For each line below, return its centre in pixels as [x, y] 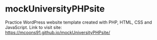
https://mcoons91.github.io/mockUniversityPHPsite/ [58, 32]
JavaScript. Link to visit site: [34, 27]
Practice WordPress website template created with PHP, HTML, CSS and [79, 22]
